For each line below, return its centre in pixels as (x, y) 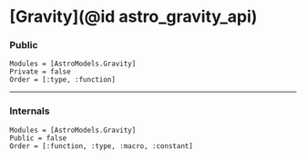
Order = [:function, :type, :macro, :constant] (102, 146)
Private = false (40, 72)
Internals (30, 111)
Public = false (38, 138)
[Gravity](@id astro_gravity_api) (133, 17)
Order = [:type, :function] (63, 80)
